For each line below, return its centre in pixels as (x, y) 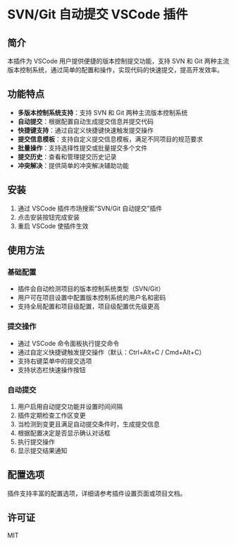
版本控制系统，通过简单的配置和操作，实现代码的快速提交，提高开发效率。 (115, 70)
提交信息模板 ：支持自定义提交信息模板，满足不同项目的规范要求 (110, 139)
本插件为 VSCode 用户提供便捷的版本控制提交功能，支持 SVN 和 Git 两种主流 (118, 61)
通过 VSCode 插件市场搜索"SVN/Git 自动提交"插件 (90, 208)
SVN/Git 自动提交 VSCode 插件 (98, 14)
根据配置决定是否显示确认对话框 (64, 433)
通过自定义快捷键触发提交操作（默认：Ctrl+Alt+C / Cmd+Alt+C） (111, 352)
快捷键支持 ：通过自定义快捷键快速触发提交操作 (85, 130)
